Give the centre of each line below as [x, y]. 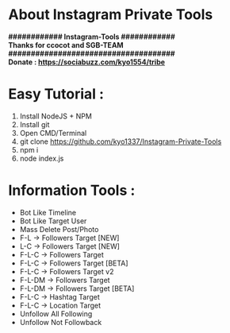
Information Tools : [72, 190]
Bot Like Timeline [48, 212]
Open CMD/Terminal [53, 133]
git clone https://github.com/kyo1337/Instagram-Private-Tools [121, 141]
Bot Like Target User [53, 221]
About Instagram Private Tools [111, 15]
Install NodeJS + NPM [56, 116]
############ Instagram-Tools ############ [92, 37]
